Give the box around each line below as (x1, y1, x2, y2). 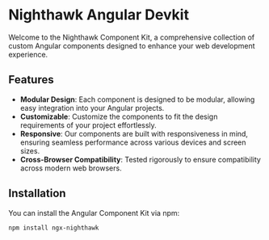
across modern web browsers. (19, 163, 123, 173)
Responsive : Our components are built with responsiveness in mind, (19, 128, 249, 138)
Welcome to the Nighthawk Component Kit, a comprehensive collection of (8, 32, 255, 42)
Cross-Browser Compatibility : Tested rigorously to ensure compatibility (19, 154, 261, 164)
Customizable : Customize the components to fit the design (19, 112, 218, 121)
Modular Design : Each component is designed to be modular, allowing (19, 95, 255, 104)
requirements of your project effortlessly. (19, 120, 158, 130)
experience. (8, 49, 48, 59)
